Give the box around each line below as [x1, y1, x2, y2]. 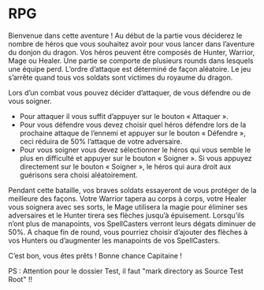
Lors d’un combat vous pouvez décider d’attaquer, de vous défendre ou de [8, 87, 251, 97]
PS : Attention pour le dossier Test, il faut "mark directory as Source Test [8, 266, 244, 276]
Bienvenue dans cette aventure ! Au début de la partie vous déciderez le [8, 31, 243, 40]
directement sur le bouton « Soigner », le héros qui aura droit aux [19, 162, 232, 171]
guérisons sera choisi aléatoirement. [19, 170, 138, 180]
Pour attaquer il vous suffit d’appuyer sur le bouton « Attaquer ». [19, 111, 229, 121]
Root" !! [8, 274, 33, 284]
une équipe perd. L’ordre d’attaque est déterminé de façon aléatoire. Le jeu [8, 64, 251, 73]
